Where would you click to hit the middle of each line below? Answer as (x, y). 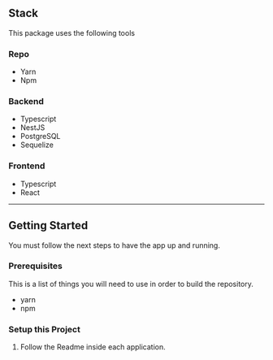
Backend (26, 102)
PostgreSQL (40, 137)
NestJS (32, 128)
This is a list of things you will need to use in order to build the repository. (131, 284)
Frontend (27, 166)
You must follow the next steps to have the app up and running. (115, 245)
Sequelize (37, 145)
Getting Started (48, 226)
